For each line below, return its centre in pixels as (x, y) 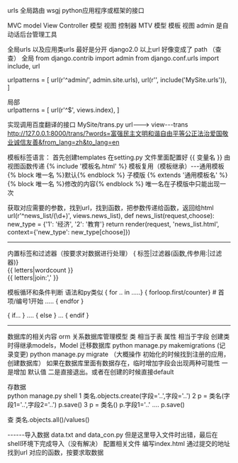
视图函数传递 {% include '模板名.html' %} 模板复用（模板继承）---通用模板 (116, 166)
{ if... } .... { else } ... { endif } (48, 315)
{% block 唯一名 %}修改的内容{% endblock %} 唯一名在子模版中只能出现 (114, 184)
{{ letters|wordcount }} (40, 270)
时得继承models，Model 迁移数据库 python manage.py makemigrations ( (113, 345)
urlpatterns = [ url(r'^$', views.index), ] (63, 110)
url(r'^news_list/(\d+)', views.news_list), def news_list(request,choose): (111, 216)
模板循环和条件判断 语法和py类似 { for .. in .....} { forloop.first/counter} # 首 (116, 292)
